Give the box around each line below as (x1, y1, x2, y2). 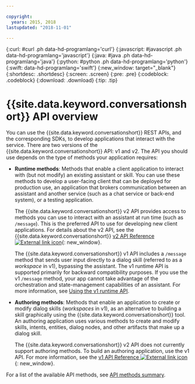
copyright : (6, 13, 33, 19)
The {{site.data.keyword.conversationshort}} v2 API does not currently (14, 341, 185, 348)
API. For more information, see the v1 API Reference (14, 354, 140, 361)
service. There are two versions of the (6, 142, 98, 149)
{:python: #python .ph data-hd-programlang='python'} (56, 58, 189, 65)
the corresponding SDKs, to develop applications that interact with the (6, 135, 175, 142)
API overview (32, 109, 98, 123)
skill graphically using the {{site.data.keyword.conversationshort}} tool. (14, 311, 186, 318)
